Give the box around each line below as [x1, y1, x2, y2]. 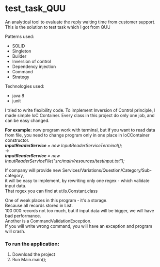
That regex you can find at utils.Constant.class [5, 188, 98, 194]
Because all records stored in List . [5, 202, 73, 208]
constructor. [5, 137, 30, 143]
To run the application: [5, 240, 60, 247]
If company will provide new [5, 167, 62, 173]
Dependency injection [12, 64, 56, 69]
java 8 [12, 93, 25, 99]
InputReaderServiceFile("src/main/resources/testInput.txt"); [5, 158, 125, 164]
